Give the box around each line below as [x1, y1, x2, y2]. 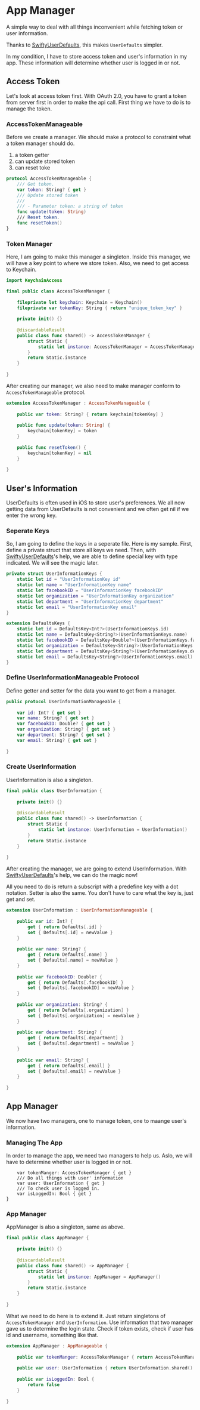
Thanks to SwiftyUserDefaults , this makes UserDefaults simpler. [6, 41, 163, 48]
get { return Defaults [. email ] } [27, 1063, 111, 1069]
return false [27, 1381, 60, 1388]
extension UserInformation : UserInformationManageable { [6, 907, 153, 913]
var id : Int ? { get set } [17, 710, 82, 716]
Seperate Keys [6, 527, 49, 535]
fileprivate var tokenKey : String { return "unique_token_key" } [17, 305, 183, 311]
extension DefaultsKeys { [6, 620, 70, 627]
